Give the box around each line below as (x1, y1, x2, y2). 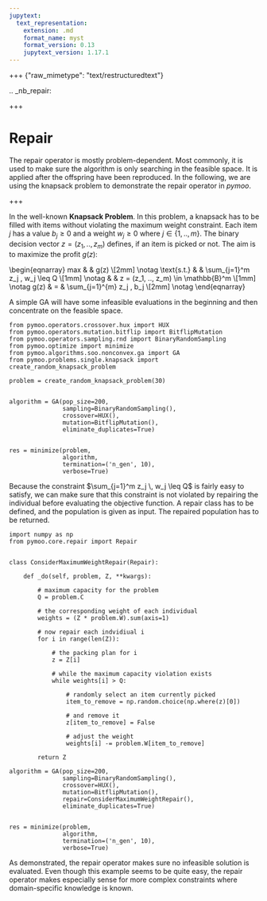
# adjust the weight (65, 732, 134, 740)
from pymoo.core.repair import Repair (9, 537, 137, 545)
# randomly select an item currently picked (65, 690, 216, 699)
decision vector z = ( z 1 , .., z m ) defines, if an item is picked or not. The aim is (9, 239, 257, 251)
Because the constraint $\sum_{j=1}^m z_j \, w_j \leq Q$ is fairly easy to (9, 481, 245, 490)
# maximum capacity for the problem (37, 586, 159, 594)
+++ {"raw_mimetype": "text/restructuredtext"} (9, 71, 164, 80)
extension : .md (23, 26, 74, 34)
